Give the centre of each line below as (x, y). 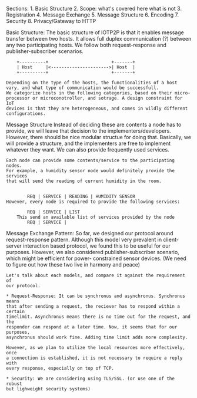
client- (171, 239)
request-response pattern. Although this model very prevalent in (84, 239)
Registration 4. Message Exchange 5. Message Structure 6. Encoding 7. (93, 15)
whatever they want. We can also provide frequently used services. (88, 149)
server (14, 246)
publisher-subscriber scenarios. (45, 51)
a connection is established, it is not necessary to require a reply (94, 358)
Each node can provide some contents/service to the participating (91, 160)
